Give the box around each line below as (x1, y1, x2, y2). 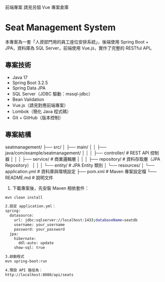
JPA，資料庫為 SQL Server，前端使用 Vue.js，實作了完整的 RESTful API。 (5, 45, 155, 51)
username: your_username (14, 222, 65, 227)
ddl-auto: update (18, 240, 54, 246)
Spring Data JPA (12, 85, 46, 91)
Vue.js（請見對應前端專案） (12, 102, 68, 108)
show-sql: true (14, 245, 45, 250)
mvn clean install (5, 195, 43, 200)
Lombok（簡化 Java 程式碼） (12, 108, 71, 114)
